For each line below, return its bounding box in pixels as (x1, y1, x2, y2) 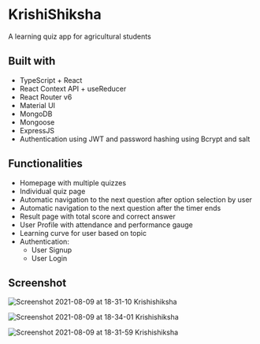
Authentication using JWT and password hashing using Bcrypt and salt (19, 134, 251, 144)
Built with (8, 54, 56, 68)
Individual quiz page (19, 186, 86, 196)
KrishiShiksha (8, 6, 102, 24)
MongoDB (19, 109, 53, 118)
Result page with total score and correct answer (19, 211, 176, 221)
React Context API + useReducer (19, 84, 127, 93)
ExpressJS (19, 125, 55, 135)
